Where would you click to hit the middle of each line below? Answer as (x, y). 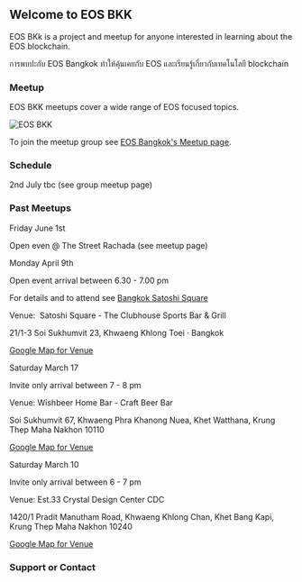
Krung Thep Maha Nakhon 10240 (71, 526)
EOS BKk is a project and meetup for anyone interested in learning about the (151, 36)
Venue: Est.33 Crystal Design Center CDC (87, 499)
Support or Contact (53, 567)
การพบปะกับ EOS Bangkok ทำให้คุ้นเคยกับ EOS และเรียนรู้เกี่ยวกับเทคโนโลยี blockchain (149, 63)
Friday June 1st (37, 228)
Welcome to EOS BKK (71, 15)
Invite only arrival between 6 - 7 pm (75, 482)
